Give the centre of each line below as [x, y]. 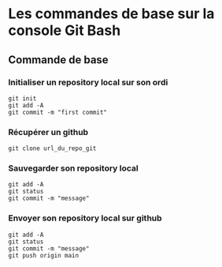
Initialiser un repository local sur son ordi [88, 82]
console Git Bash [65, 30]
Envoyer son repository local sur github [85, 218]
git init [22, 98]
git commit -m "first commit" [58, 112]
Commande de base [58, 60]
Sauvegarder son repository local [74, 168]
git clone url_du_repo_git [52, 149]
